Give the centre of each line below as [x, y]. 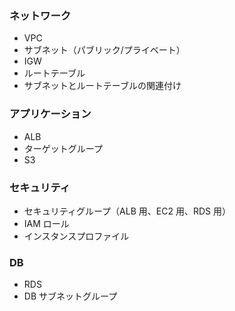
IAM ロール [46, 223]
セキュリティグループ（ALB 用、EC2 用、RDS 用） [127, 211]
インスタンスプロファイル [76, 236]
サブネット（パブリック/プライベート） [104, 50]
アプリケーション [50, 114]
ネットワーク [40, 15]
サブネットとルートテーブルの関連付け [102, 86]
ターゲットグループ [63, 148]
